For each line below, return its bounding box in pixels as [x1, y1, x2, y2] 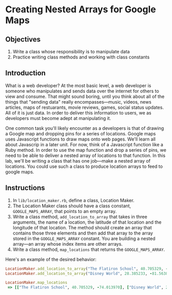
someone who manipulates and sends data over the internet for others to [5, 88, 160, 94]
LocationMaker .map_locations [5, 280, 68, 285]
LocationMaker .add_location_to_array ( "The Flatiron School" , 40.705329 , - [5, 266, 168, 271]
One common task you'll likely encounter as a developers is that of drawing [5, 125, 164, 131]
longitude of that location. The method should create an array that [12, 224, 152, 230]
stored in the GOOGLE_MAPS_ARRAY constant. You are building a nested [12, 235, 156, 242]
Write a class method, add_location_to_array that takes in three [12, 213, 147, 220]
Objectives [5, 35, 41, 44]
